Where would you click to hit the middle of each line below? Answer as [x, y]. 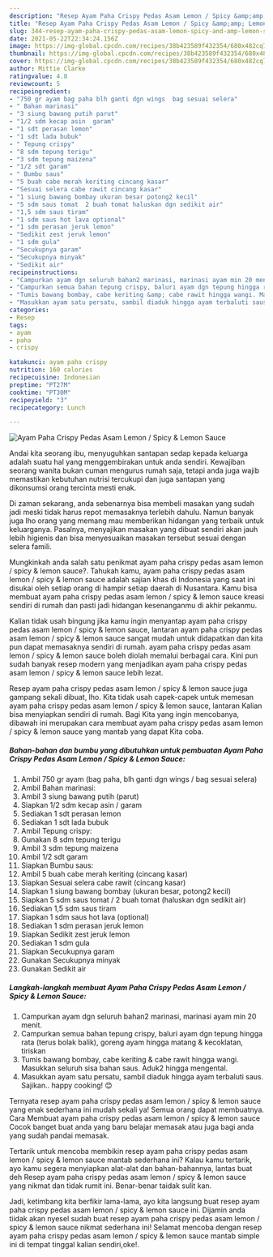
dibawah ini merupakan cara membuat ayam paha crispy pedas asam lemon [136, 723]
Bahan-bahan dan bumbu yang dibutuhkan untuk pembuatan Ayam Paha [136, 750]
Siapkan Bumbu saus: [57, 865]
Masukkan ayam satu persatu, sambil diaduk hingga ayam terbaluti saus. [142, 1077]
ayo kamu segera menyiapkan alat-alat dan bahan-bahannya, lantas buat [131, 1169]
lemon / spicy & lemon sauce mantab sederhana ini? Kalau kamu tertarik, [130, 1160]
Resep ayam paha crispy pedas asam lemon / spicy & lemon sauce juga [128, 689]
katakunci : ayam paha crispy [58, 363]
